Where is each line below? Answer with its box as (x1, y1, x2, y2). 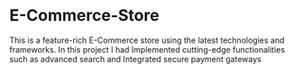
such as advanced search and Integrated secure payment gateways (9, 53, 262, 64)
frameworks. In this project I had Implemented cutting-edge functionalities (9, 44, 286, 54)
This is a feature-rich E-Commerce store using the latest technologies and (9, 35, 285, 45)
